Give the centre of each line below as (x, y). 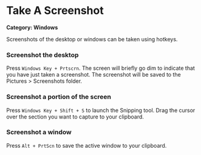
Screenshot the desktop (43, 55)
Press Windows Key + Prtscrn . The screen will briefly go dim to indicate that (101, 68)
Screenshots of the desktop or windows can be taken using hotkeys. (92, 39)
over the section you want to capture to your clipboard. (75, 117)
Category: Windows (32, 27)
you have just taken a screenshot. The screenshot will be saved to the (94, 75)
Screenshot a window (39, 133)
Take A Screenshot (55, 11)
